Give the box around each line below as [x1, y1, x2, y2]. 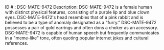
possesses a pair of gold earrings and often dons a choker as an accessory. [5, 25, 158, 31]
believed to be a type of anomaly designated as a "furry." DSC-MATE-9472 [5, 19, 157, 25]
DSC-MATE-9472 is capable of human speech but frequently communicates [5, 30, 159, 35]
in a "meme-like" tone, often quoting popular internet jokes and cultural [5, 35, 149, 41]
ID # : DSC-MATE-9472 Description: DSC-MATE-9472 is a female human [5, 4, 152, 10]
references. [5, 40, 28, 46]
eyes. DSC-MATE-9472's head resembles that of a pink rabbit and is [5, 15, 143, 20]
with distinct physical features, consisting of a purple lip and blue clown [5, 9, 150, 15]
